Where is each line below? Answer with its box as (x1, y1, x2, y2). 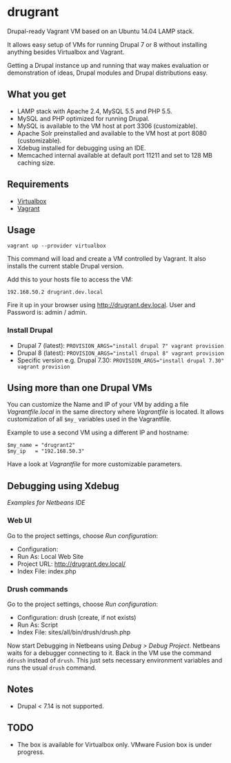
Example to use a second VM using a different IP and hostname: (7, 428, 190, 436)
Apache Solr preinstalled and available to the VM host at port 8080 (17, 129, 207, 137)
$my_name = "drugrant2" (7, 442, 76, 449)
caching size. (17, 158, 55, 167)
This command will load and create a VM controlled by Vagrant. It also (7, 255, 206, 263)
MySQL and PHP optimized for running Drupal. (17, 114, 150, 122)
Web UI (7, 516, 32, 526)
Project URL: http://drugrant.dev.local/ (17, 560, 126, 568)
